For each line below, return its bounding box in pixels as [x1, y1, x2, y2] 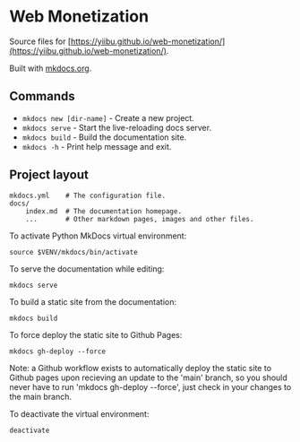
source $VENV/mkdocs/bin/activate [9, 247, 139, 256]
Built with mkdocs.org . [9, 63, 92, 74]
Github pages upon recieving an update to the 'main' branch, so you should [9, 372, 288, 383]
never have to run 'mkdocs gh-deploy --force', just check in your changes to [9, 381, 292, 392]
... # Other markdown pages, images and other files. [25, 214, 254, 223]
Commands [9, 89, 76, 104]
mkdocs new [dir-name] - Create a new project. [21, 112, 194, 123]
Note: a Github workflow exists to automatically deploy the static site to [9, 362, 271, 373]
